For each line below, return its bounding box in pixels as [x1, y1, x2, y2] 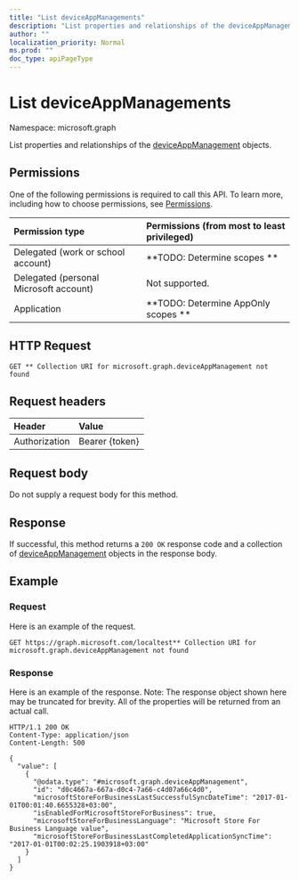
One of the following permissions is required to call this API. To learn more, [9, 189, 284, 200]
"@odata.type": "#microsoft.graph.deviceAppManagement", [32, 777, 249, 786]
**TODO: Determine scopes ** [146, 251, 279, 264]
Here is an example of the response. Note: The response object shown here [9, 687, 287, 697]
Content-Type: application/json [9, 730, 129, 739]
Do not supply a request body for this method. [9, 489, 179, 500]
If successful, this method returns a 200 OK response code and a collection [9, 539, 283, 549]
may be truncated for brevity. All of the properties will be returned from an [9, 696, 281, 706]
